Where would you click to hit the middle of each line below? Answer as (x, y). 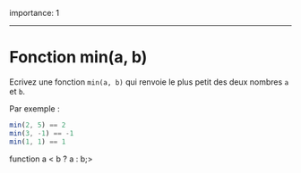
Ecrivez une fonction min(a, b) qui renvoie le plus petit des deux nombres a (149, 82)
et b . (17, 91)
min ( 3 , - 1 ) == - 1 (42, 133)
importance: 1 (34, 13)
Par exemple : (34, 108)
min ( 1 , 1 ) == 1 (38, 142)
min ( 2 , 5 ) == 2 (38, 125)
